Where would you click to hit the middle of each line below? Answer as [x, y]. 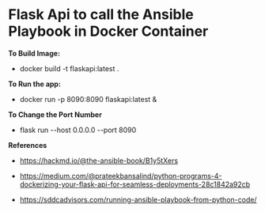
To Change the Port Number [55, 114]
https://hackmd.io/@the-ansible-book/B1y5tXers [99, 161]
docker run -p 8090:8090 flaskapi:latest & [88, 99]
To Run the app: [35, 84]
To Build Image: [34, 53]
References [28, 145]
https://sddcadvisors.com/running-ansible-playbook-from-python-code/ [138, 199]
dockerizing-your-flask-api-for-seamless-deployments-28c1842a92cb [135, 184]
